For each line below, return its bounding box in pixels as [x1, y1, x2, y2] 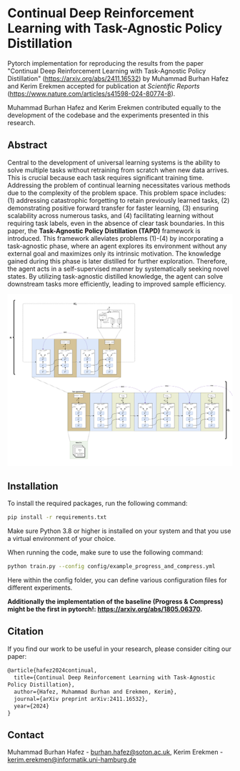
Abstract [7, 139, 48, 151]
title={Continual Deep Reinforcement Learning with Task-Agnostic [14, 674, 216, 681]
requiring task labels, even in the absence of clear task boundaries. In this [7, 219, 225, 227]
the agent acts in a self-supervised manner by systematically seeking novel [7, 264, 230, 273]
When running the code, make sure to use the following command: [7, 548, 204, 557]
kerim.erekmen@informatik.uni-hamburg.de [7, 755, 137, 764]
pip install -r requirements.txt [7, 513, 107, 521]
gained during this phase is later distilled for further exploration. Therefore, [7, 257, 227, 265]
